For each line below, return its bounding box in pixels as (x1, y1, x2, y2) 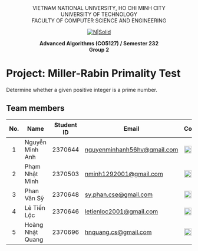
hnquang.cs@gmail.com (84, 228, 152, 236)
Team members (6, 103, 65, 113)
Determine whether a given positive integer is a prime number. (6, 86, 158, 93)
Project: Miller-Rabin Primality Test (6, 67, 181, 80)
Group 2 (88, 46, 110, 53)
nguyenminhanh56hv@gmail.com (84, 146, 179, 154)
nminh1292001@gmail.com (84, 170, 163, 178)
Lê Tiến (24, 203, 45, 212)
